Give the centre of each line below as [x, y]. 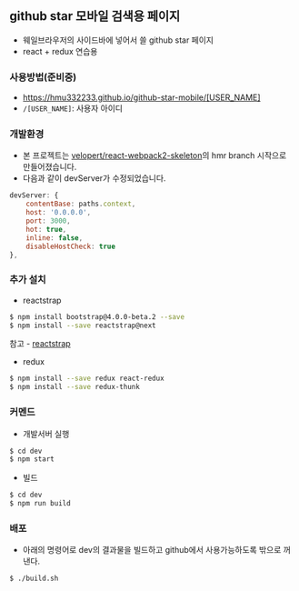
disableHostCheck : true [71, 246]
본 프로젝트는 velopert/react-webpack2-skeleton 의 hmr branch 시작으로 [154, 155]
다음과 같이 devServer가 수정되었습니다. [94, 178]
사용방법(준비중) [43, 77]
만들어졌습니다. [50, 167]
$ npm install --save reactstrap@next [83, 326]
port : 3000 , [48, 221]
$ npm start [32, 459]
